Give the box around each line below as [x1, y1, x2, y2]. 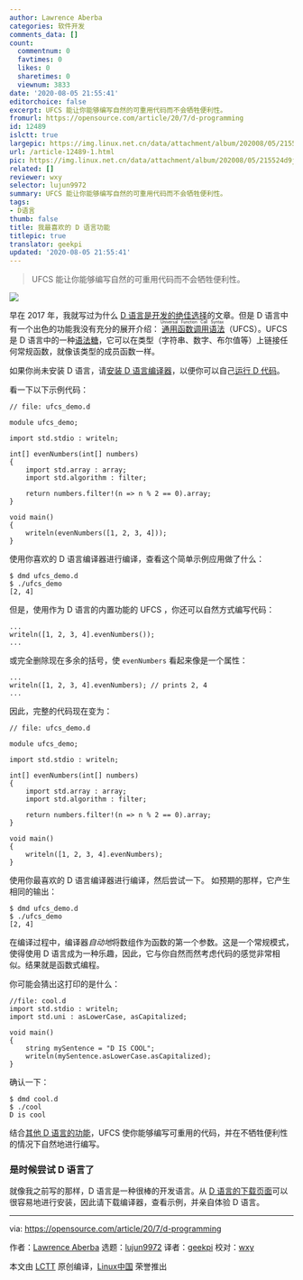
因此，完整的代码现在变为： [9, 705, 113, 717]
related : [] [9, 164, 54, 173]
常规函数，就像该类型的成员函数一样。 [16, 346, 160, 357]
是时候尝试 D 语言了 [9, 1164, 95, 1176]
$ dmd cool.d [9, 1095, 59, 1104]
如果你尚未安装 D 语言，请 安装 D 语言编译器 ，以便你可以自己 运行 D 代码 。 [9, 365, 285, 376]
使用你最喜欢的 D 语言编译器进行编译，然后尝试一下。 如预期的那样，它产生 [9, 875, 290, 886]
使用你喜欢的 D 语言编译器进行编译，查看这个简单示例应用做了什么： [9, 554, 264, 565]
